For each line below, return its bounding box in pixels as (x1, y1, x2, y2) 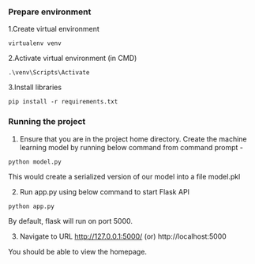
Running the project (8, 116, 86, 127)
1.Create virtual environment (8, 25, 100, 34)
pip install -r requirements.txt (8, 98, 118, 106)
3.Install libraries (8, 82, 62, 92)
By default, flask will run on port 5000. (8, 216, 133, 225)
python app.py (8, 202, 55, 210)
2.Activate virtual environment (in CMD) (8, 54, 137, 63)
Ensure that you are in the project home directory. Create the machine (19, 134, 247, 144)
